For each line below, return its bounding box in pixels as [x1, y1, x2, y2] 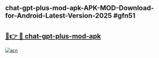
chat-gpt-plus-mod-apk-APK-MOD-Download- [5, 4, 154, 12]
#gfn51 [113, 12, 136, 20]
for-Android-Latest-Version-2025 [5, 12, 112, 20]
